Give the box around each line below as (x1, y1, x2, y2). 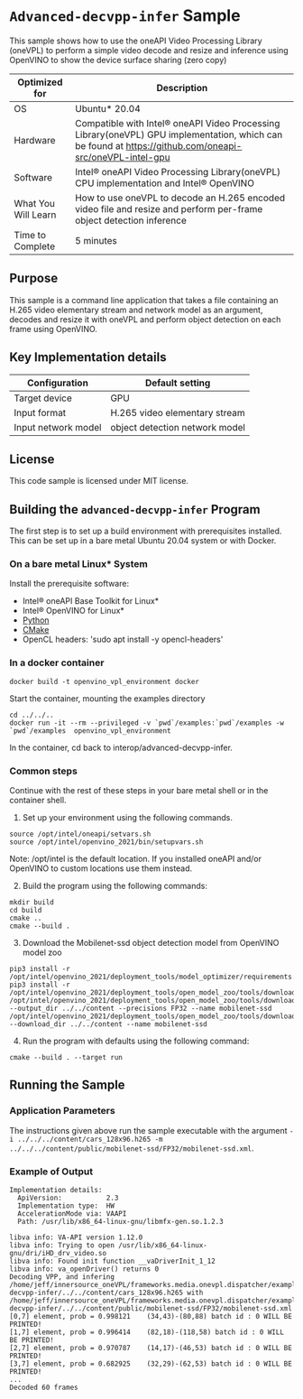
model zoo (22, 947, 62, 958)
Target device (14, 392, 72, 404)
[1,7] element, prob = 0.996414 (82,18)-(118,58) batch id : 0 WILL (9, 1328, 284, 1337)
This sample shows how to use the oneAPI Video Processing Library (9, 35, 263, 46)
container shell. (9, 795, 67, 806)
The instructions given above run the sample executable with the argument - (9, 1125, 294, 1135)
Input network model (14, 421, 102, 433)
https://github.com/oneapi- (125, 139, 243, 152)
